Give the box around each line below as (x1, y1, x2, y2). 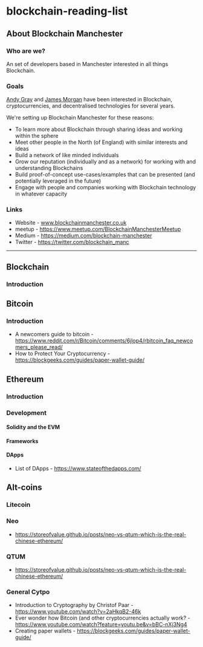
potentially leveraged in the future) (14, 177, 101, 185)
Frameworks (6, 437, 39, 444)
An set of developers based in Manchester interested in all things (6, 60, 169, 67)
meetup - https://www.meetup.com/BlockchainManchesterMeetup (14, 226, 181, 233)
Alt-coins (6, 483, 42, 493)
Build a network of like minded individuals (14, 152, 119, 159)
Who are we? (6, 47, 46, 55)
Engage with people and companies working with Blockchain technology (14, 184, 196, 191)
